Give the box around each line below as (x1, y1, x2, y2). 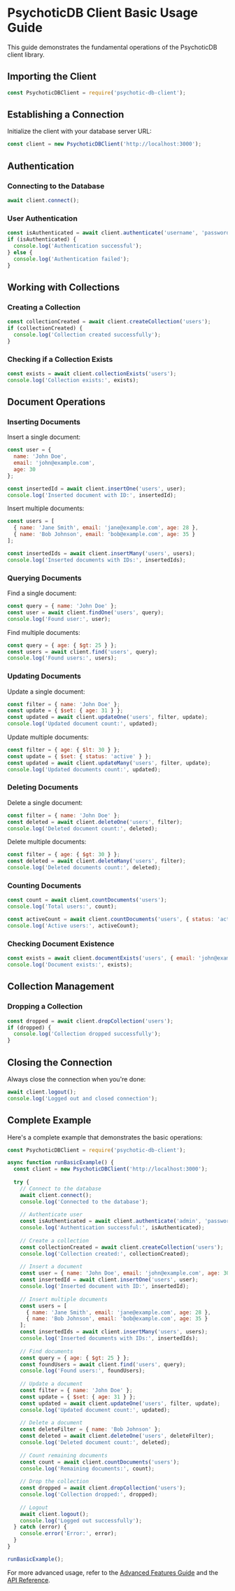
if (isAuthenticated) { (7, 236, 77, 243)
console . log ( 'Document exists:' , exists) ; (7, 961, 133, 969)
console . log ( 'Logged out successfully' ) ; (20, 1517, 142, 1524)
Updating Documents (7, 671, 82, 681)
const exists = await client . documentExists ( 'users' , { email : (7, 955, 196, 962)
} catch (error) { (13, 1524, 68, 1531)
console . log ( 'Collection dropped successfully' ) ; (13, 1030, 161, 1037)
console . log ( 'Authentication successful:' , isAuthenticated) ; (20, 1224, 205, 1231)
